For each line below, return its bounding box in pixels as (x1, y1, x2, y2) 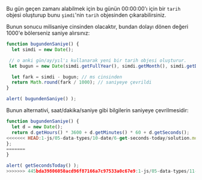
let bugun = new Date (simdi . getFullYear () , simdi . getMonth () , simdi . (8, 63, 187, 69)
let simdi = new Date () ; (11, 46, 74, 53)
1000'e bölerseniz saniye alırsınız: (6, 29, 90, 37)
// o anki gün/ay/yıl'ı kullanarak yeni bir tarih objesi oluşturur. (8, 57, 187, 64)
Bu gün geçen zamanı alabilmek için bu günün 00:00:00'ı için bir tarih (6, 5, 181, 12)
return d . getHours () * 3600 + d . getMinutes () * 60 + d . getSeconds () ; (11, 129, 190, 136)
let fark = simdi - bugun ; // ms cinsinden (11, 74, 122, 80)
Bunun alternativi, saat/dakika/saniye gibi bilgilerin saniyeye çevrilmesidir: (6, 107, 189, 113)
